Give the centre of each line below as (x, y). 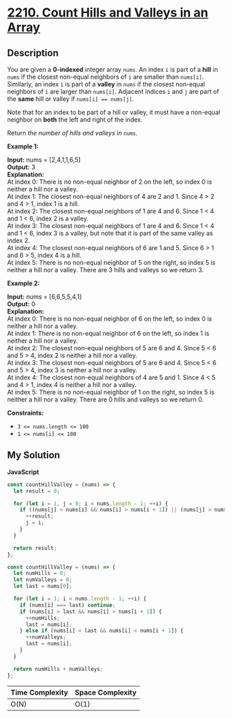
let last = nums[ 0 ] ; (43, 586)
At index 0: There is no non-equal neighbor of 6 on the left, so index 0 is (110, 319)
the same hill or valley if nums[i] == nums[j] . (71, 99)
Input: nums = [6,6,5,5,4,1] (45, 296)
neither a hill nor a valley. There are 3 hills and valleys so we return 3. (105, 270)
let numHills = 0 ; (40, 574)
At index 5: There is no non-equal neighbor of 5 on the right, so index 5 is (112, 263)
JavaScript (23, 472)
